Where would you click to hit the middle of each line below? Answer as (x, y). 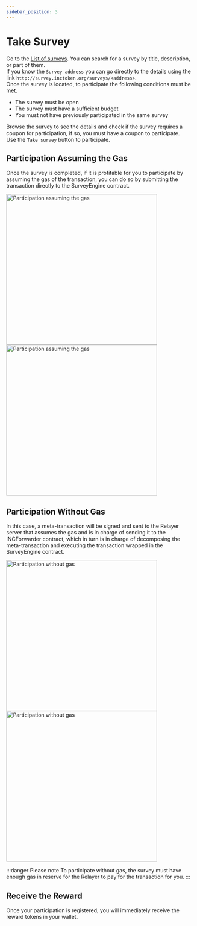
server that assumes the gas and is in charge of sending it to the (86, 533)
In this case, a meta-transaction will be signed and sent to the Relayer (93, 526)
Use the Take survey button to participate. (58, 139)
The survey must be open (47, 102)
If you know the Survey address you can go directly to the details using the (99, 71)
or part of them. (26, 65)
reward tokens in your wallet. (42, 917)
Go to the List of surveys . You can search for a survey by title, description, (98, 59)
